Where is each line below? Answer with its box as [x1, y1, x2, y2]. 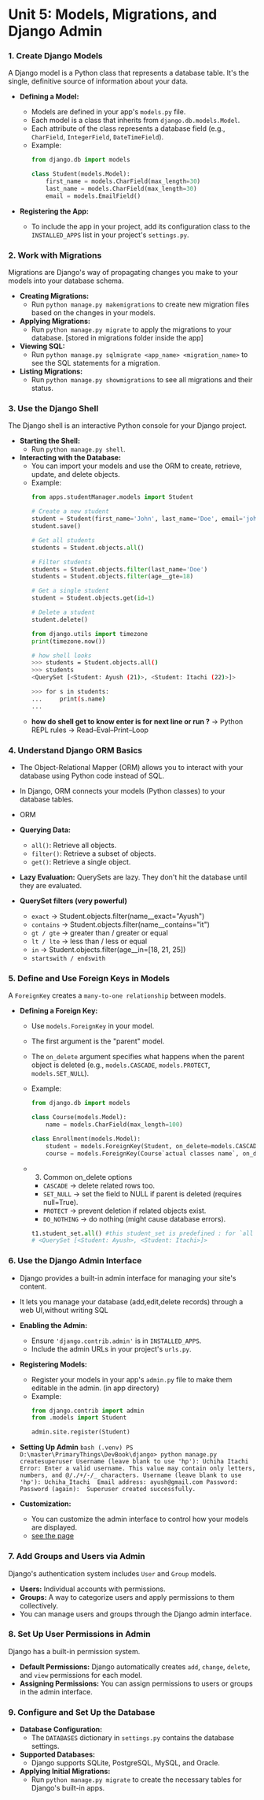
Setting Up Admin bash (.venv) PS [19, 1442, 134, 1452]
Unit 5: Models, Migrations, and [8, 6, 218, 24]
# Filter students [31, 558, 92, 566]
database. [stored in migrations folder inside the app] [31, 333, 204, 343]
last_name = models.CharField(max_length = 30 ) [46, 185, 198, 193]
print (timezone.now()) [31, 637, 106, 645]
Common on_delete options [42, 1172, 133, 1181]
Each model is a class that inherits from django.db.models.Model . [31, 116, 240, 125]
